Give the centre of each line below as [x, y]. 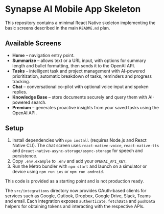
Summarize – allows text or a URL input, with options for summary [79, 61]
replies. [20, 92]
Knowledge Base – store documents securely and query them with [80, 97]
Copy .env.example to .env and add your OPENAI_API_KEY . [70, 161]
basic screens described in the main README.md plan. [58, 28]
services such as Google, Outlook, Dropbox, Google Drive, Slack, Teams [78, 196]
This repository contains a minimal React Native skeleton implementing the [80, 23]
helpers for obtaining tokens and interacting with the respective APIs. [75, 206]
